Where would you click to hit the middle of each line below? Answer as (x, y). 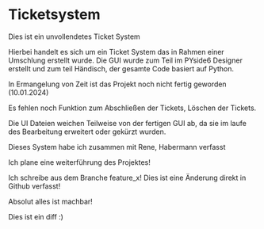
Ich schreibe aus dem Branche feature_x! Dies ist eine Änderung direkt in (127, 177)
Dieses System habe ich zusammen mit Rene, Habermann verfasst (117, 147)
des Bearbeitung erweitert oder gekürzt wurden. (87, 132)
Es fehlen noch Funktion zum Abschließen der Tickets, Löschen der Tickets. (132, 108)
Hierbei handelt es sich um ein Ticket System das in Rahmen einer (116, 52)
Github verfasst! (34, 186)
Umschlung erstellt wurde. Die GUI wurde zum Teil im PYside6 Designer (126, 60)
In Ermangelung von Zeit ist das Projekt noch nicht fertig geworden (118, 84)
